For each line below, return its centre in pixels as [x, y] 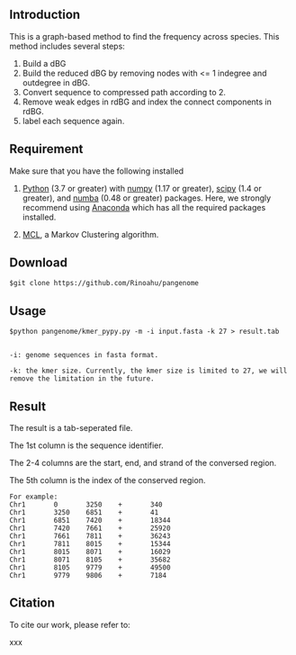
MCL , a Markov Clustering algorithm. [90, 234]
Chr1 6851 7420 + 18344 [90, 521]
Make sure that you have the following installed [97, 171]
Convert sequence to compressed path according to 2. [124, 92]
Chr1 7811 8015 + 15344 [90, 544]
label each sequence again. [73, 121]
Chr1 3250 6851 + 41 [84, 513]
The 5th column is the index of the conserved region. [108, 480]
